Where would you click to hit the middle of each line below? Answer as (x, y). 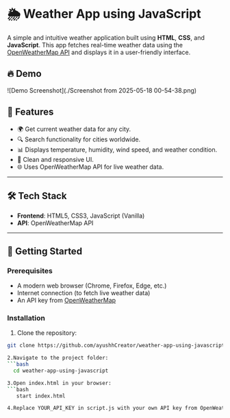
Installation (26, 318)
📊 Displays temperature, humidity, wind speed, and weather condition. (117, 150)
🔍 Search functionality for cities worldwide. (79, 139)
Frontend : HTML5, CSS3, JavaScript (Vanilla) (81, 216)
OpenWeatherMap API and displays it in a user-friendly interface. (99, 52)
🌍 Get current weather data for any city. (74, 129)
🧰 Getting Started (45, 251)
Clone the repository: (47, 333)
